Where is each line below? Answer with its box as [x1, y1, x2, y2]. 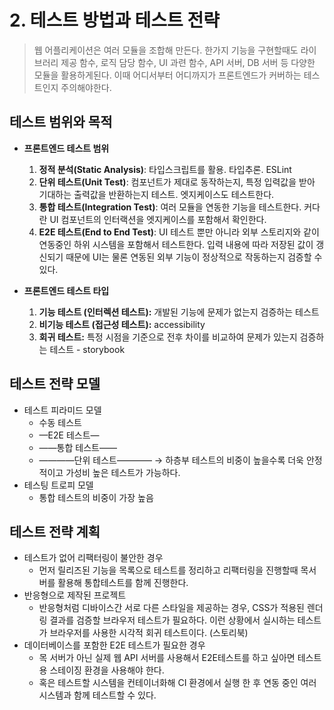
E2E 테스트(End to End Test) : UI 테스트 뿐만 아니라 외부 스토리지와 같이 [38, 226, 320, 238]
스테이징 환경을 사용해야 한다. [49, 664, 165, 676]
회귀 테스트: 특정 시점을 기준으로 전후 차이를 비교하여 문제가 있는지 [38, 331, 298, 343]
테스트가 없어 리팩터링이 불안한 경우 [23, 552, 164, 564]
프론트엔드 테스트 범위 [23, 142, 110, 154]
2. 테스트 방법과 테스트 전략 [9, 9, 221, 32]
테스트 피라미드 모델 [23, 404, 102, 416]
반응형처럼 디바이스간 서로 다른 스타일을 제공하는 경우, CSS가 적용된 [38, 602, 305, 614]
